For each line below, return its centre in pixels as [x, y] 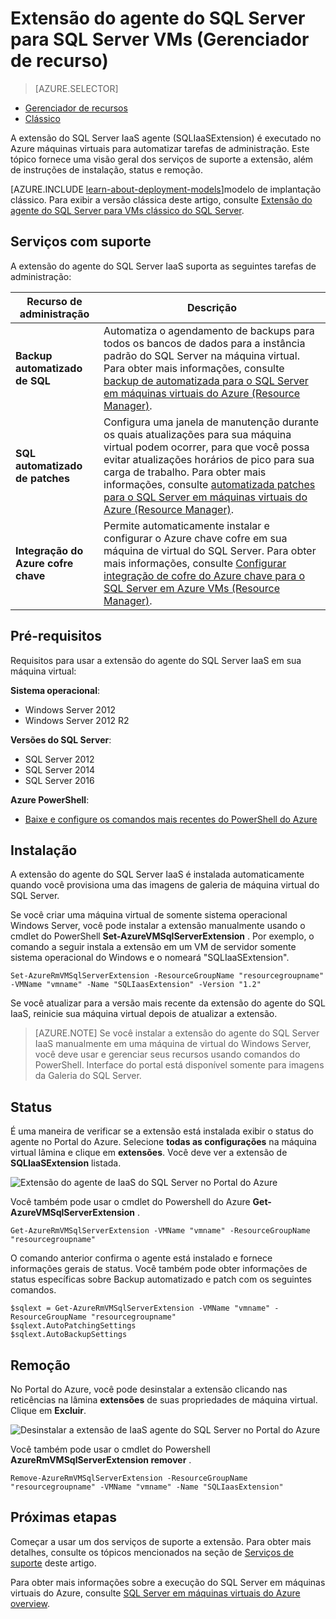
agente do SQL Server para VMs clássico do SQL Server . [127, 210]
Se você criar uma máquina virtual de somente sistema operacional [149, 915]
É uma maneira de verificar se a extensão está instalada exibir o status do [162, 1131]
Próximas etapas [63, 1517]
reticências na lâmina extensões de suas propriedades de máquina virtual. [164, 1400]
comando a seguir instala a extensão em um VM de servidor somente [153, 947]
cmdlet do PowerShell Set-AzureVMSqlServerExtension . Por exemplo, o [162, 936]
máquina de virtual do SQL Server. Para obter [210, 550]
